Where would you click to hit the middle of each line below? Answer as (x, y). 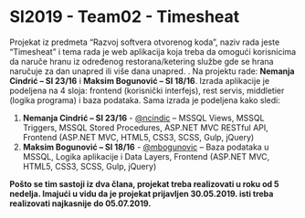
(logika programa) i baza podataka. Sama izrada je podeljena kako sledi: (145, 100)
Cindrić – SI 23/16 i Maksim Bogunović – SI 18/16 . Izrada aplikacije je (140, 80)
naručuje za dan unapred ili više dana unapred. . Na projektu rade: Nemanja (152, 71)
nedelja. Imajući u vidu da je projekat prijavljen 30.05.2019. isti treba (142, 193)
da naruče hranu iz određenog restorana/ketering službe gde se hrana (142, 61)
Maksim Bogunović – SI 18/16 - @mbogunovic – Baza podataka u (146, 147)
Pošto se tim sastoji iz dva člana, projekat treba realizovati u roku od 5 (145, 183)
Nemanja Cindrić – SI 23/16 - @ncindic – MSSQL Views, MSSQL (143, 118)
